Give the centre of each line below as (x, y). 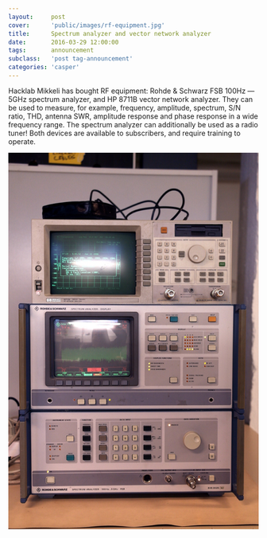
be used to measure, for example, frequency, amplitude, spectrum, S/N (124, 107)
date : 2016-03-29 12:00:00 (64, 42)
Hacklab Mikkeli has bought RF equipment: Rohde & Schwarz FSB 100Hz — (132, 91)
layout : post (37, 17)
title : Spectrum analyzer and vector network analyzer (110, 33)
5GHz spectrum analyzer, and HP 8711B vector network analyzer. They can (131, 99)
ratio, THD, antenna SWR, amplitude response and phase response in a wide (133, 116)
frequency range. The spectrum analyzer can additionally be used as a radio (133, 124)
